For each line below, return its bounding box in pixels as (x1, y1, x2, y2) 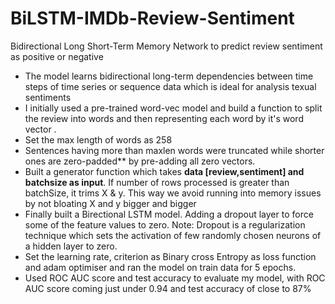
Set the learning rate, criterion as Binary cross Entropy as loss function (24, 250, 317, 262)
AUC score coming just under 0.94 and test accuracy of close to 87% (24, 282, 312, 294)
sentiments (24, 91, 72, 103)
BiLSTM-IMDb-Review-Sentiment (10, 7, 295, 30)
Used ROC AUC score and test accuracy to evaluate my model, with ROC (24, 272, 326, 284)
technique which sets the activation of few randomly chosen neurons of (24, 229, 322, 241)
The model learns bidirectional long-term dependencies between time (24, 70, 314, 82)
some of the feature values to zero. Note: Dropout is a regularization (24, 218, 306, 231)
